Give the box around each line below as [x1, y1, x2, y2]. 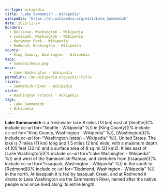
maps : [5, 57, 16, 62]
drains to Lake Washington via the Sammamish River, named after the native [5, 176, 156, 182]
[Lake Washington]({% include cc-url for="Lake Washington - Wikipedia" [5, 150, 151, 156]
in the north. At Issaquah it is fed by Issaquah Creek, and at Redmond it [5, 171, 147, 177]
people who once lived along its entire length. [5, 181, 96, 187]
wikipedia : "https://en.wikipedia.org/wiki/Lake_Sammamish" [5, 16, 129, 21]
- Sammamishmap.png [9, 61, 49, 66]
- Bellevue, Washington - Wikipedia [9, 30, 83, 34]
